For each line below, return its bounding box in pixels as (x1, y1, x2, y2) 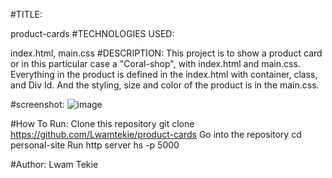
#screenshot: (10, 99, 65, 110)
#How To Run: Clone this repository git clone (10, 118, 195, 129)
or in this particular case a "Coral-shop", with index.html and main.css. (10, 58, 301, 69)
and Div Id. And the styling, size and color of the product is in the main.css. (10, 79, 320, 91)
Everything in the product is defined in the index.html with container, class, (10, 69, 318, 80)
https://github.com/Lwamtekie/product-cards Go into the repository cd (10, 129, 302, 140)
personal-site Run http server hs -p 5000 (10, 139, 180, 151)
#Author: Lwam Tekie (10, 159, 99, 170)
